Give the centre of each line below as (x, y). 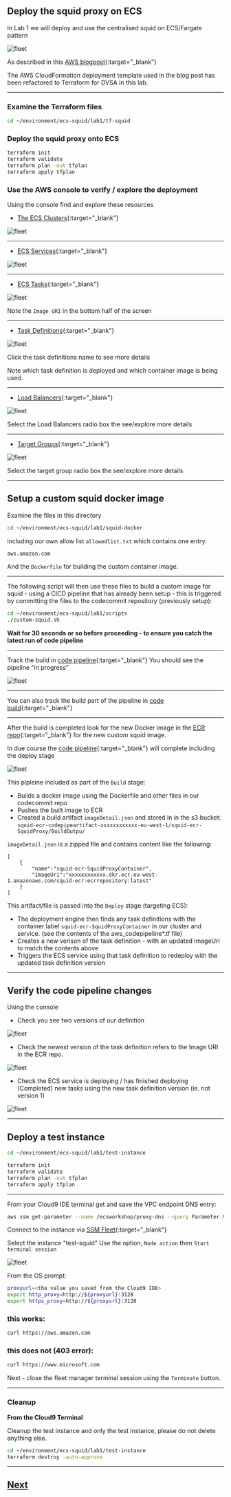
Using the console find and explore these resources (80, 205)
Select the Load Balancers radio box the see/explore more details (100, 424)
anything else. (27, 1438)
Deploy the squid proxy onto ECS (63, 138)
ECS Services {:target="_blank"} (62, 251)
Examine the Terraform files (55, 107)
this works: (26, 1318)
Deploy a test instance (56, 1137)
